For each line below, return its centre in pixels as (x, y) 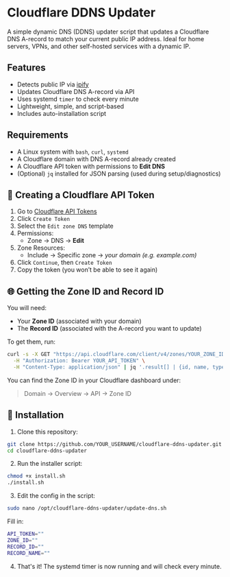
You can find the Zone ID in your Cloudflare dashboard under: (94, 380)
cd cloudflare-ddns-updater (47, 451)
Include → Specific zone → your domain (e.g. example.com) (112, 255)
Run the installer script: (50, 464)
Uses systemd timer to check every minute (78, 99)
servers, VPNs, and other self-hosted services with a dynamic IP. (99, 46)
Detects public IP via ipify (53, 84)
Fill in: (15, 521)
